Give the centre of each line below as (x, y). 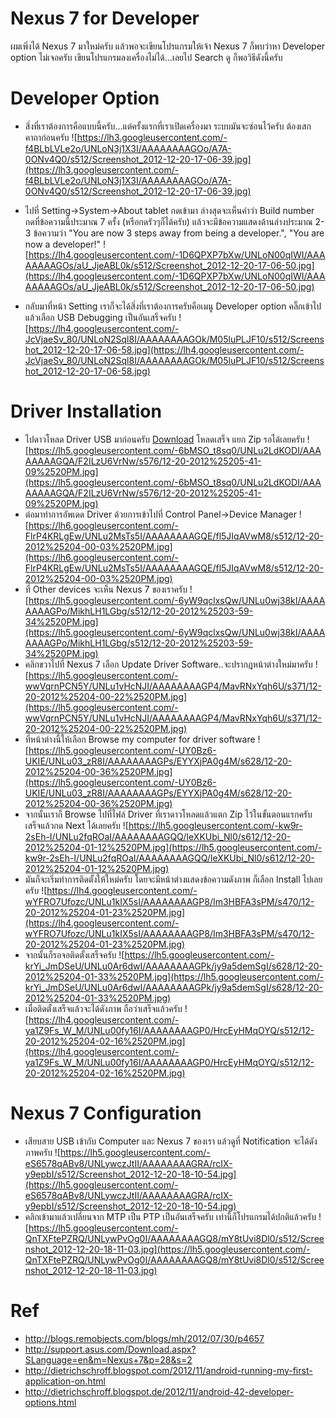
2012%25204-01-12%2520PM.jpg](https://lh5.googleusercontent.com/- (173, 847)
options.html (50, 1402)
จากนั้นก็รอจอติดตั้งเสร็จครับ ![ (74, 954)
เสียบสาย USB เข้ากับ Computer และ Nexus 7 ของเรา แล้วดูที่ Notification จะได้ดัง (171, 1141)
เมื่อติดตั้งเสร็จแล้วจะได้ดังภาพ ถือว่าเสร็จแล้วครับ (103, 1008)
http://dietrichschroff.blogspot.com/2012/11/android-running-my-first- (168, 1370)
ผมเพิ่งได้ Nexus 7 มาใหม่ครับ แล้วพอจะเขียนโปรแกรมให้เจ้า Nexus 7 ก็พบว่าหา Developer (168, 46)
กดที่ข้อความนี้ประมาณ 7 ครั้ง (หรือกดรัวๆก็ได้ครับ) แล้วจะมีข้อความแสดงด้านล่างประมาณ (168, 221)
